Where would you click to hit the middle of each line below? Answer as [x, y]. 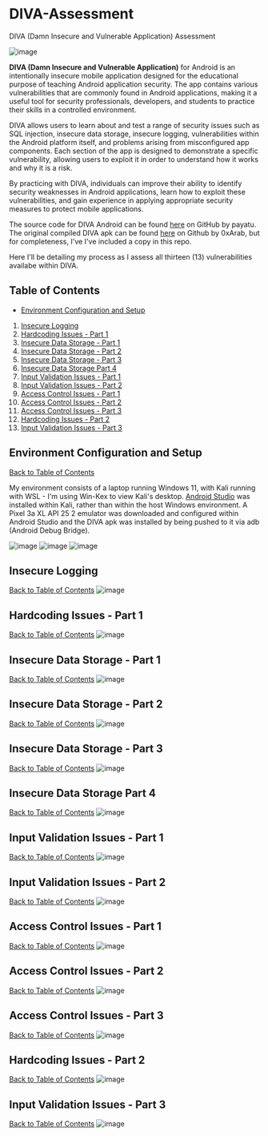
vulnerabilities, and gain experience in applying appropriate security [121, 200]
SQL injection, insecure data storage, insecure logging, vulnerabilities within [134, 134]
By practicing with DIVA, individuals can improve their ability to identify [126, 183]
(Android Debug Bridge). [50, 530]
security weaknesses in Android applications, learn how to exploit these [128, 191]
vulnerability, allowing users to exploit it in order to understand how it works [134, 159]
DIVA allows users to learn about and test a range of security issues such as [134, 125]
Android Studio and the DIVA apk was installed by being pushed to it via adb [134, 522]
